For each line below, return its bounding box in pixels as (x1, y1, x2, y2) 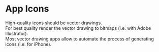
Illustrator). (5, 30, 28, 36)
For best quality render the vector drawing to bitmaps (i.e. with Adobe (5, 25, 151, 31)
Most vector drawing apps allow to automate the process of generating (5, 36, 154, 42)
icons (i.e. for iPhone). (5, 41, 52, 47)
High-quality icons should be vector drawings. (5, 20, 103, 26)
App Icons (5, 3, 49, 15)
